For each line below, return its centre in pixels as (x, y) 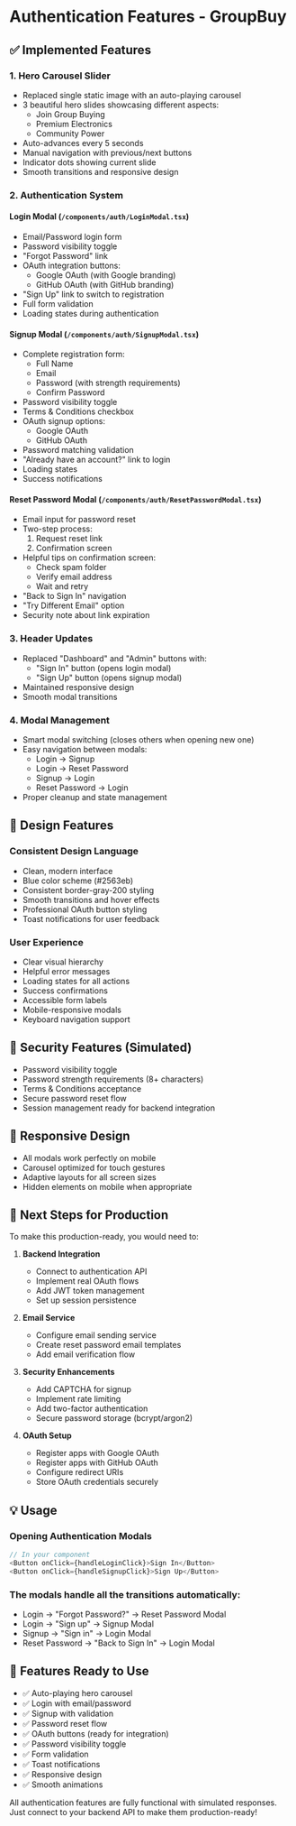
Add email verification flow (85, 1354)
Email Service (49, 1318)
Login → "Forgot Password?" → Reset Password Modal (124, 1614)
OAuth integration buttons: (72, 265)
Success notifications (63, 479)
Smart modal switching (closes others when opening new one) (138, 740)
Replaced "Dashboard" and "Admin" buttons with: (114, 658)
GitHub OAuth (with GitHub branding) (105, 285)
